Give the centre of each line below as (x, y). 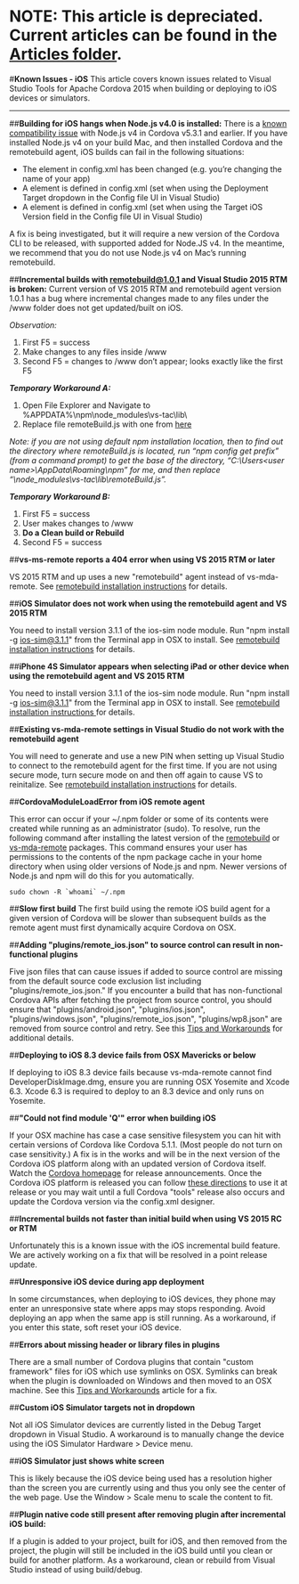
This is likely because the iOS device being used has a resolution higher (141, 1478)
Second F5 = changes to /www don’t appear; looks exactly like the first (152, 361)
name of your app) (56, 178)
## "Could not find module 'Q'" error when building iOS (113, 1118)
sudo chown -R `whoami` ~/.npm (67, 892)
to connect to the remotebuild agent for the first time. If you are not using (143, 765)
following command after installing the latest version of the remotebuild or (145, 837)
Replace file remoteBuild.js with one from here (107, 424)
